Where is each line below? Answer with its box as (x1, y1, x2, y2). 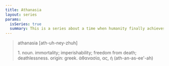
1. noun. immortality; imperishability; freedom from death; (17, 50, 137, 56)
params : (5, 17, 22, 22)
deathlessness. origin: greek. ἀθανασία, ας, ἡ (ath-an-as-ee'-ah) (17, 55, 153, 61)
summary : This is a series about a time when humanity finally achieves (10, 26, 165, 31)
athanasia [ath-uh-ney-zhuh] (17, 40, 78, 46)
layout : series (5, 12, 37, 17)
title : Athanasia (5, 7, 42, 13)
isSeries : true (10, 21, 42, 27)
